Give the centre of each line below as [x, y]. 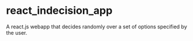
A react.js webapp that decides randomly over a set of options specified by [96, 27]
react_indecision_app [59, 11]
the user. [17, 32]
